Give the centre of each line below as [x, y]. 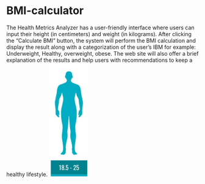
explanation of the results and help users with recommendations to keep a [99, 60]
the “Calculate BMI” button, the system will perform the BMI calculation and [101, 40]
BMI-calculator [45, 11]
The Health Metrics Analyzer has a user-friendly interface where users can [100, 28]
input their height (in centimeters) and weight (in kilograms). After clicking [99, 34]
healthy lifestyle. [27, 174]
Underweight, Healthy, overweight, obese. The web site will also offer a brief [103, 53]
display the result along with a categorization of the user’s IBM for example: [101, 47]
